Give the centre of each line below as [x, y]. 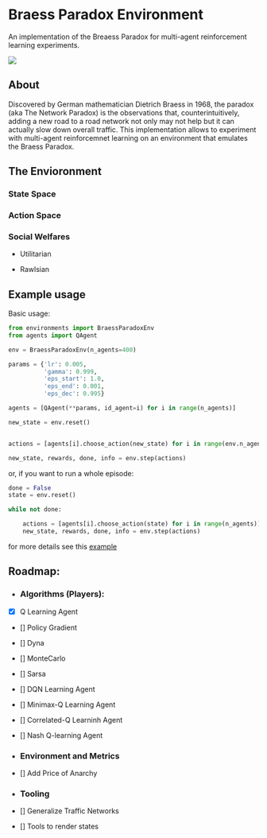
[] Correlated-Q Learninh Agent [71, 720]
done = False [30, 488]
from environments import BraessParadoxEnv [81, 328]
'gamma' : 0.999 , [70, 371]
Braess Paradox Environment [106, 15]
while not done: [35, 510]
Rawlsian [35, 270]
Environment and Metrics [70, 755]
